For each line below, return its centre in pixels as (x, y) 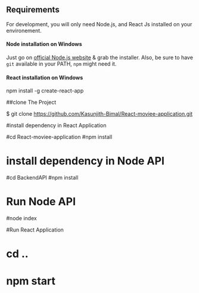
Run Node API (41, 202)
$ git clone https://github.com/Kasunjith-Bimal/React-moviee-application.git (99, 114)
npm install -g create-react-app (45, 91)
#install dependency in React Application (56, 125)
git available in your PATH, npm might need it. (61, 64)
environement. (24, 30)
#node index (21, 218)
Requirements (33, 10)
